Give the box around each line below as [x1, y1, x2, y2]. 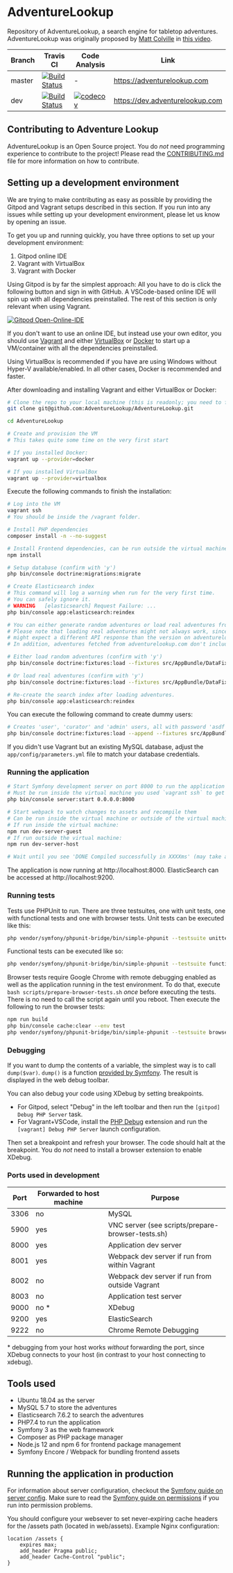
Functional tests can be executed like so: [7, 947, 123, 955]
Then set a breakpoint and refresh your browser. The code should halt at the [7, 1138, 225, 1147]
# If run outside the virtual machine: [7, 834, 123, 841]
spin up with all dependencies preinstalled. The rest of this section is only [7, 294, 217, 303]
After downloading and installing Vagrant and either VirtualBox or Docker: [7, 385, 217, 394]
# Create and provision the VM [7, 430, 98, 437]
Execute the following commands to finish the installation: [7, 487, 172, 496]
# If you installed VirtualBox [7, 468, 98, 476]
